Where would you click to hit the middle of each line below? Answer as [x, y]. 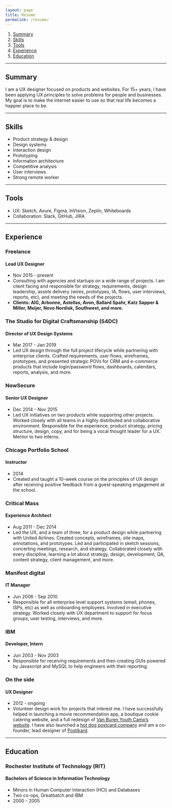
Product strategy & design [40, 139]
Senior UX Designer [27, 398]
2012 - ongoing [29, 703]
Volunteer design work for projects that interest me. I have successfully [88, 709]
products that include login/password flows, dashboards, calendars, [84, 367]
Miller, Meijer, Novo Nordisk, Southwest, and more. [68, 308]
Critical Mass [22, 503]
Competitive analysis [35, 166]
